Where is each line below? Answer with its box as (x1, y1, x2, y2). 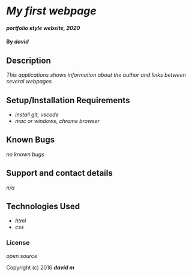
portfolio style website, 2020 (6, 24, 80, 31)
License (6, 239, 30, 247)
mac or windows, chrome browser (14, 118, 100, 124)
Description (6, 55, 51, 65)
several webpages (6, 78, 52, 85)
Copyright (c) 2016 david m (6, 264, 75, 271)
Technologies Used (6, 201, 80, 212)
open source (6, 252, 38, 259)
